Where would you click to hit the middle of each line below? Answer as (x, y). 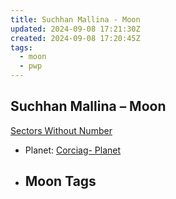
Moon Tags (60, 181)
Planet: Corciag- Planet (73, 150)
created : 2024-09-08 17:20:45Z (75, 38)
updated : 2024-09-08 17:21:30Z (75, 29)
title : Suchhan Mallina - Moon (75, 19)
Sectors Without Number (61, 130)
